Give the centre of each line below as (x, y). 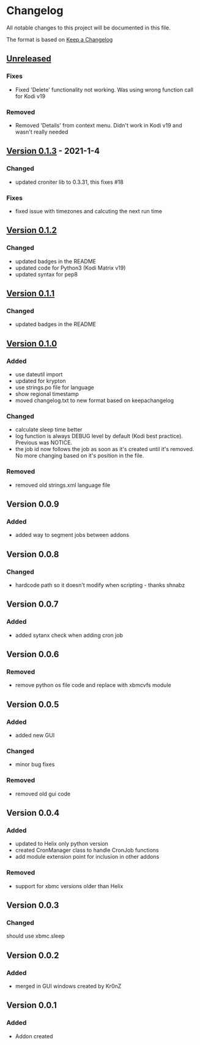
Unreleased (29, 59)
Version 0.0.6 (33, 654)
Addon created (34, 1036)
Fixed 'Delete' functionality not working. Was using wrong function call (104, 89)
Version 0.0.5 (33, 705)
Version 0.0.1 (31, 1005)
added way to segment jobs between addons (72, 535)
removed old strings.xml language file (63, 485)
